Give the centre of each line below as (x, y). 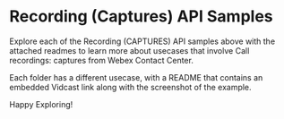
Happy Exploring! (41, 104)
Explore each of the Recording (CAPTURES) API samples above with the (142, 41)
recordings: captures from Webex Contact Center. (102, 60)
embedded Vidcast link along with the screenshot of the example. (131, 87)
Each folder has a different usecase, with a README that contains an (136, 77)
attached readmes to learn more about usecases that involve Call (129, 50)
